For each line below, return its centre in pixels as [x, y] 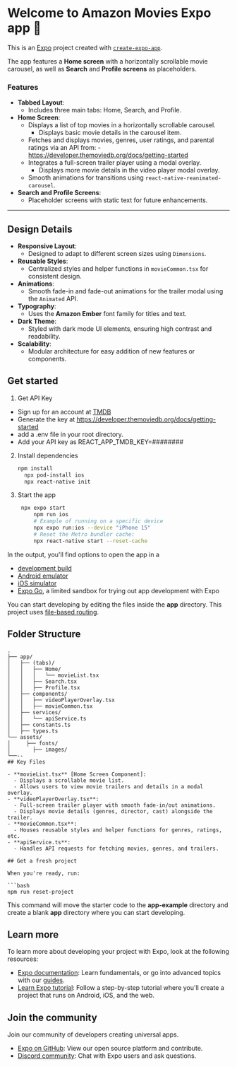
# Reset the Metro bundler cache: [84, 534]
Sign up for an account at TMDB [64, 412]
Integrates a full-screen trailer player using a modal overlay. [115, 163]
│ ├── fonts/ [33, 743]
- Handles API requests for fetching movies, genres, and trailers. [116, 849]
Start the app [37, 495]
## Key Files [26, 762]
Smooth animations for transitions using [86, 177]
